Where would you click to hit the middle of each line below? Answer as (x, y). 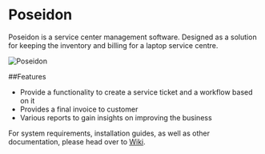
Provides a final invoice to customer (79, 109)
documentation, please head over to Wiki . (77, 141)
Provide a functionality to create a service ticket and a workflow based (137, 92)
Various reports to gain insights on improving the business (116, 117)
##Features (27, 76)
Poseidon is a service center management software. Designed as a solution (133, 37)
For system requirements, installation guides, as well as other (109, 133)
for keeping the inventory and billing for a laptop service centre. (113, 45)
